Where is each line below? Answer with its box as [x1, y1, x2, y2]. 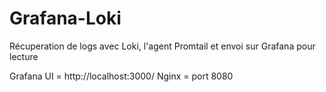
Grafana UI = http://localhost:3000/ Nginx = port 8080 [9, 70, 234, 82]
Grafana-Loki [9, 7, 122, 30]
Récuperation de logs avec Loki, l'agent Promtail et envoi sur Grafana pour [9, 40, 316, 52]
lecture [9, 50, 39, 62]
